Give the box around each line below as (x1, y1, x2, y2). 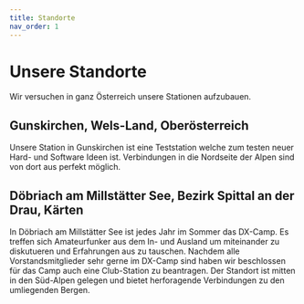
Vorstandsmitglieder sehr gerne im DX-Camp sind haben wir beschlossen (9, 256, 286, 267)
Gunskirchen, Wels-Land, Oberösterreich (9, 118, 249, 133)
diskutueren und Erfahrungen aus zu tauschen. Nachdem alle (9, 246, 240, 257)
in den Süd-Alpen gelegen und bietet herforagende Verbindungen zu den (9, 275, 285, 286)
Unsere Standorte (9, 61, 148, 82)
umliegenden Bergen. (9, 285, 90, 296)
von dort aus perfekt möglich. (9, 162, 121, 173)
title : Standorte (9, 13, 76, 23)
